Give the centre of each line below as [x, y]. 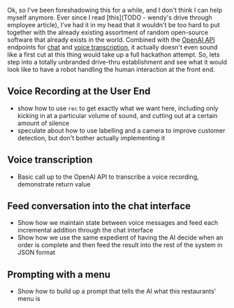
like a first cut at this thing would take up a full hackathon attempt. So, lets [114, 54]
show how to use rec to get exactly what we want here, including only [118, 108]
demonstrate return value [54, 184]
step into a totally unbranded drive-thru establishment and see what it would [117, 62]
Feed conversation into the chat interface [99, 206]
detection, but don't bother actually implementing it [91, 138]
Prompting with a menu [59, 274]
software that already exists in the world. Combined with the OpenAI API [111, 40]
